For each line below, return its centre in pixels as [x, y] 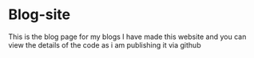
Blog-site [40, 15]
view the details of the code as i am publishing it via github [105, 44]
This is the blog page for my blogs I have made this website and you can [127, 37]
